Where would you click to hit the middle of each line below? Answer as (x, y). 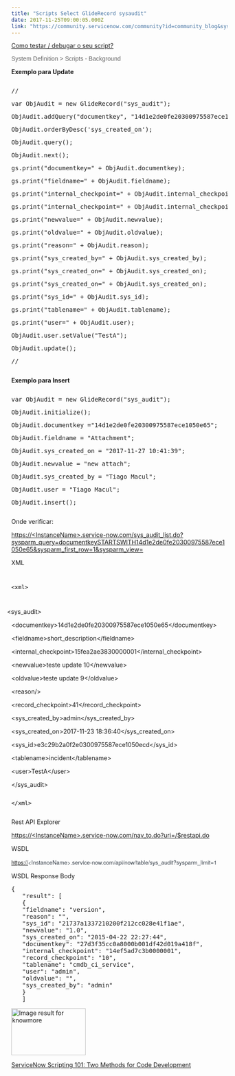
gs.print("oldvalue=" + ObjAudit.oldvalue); (88, 233)
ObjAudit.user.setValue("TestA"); (69, 336)
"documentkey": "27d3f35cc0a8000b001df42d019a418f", (113, 944)
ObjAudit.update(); (44, 348)
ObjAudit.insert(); (44, 503)
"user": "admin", (52, 972)
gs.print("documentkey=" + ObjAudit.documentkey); (98, 168)
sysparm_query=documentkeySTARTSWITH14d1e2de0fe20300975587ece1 (118, 542)
